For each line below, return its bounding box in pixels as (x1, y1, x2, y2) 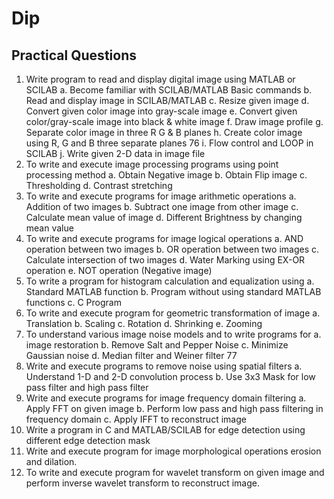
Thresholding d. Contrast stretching (25, 180, 173, 191)
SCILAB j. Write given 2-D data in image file (25, 148, 206, 159)
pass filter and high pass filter (25, 382, 149, 393)
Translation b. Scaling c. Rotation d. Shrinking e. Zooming (25, 318, 263, 329)
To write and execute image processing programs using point (25, 158, 279, 170)
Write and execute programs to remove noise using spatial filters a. (25, 360, 303, 372)
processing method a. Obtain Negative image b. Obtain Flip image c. (25, 169, 308, 181)
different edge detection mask (25, 435, 151, 446)
